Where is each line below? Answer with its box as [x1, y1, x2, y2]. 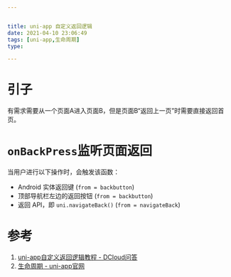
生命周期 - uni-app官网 [17, 262, 85, 271]
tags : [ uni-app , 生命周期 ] [7, 36, 80, 43]
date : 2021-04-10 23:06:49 [7, 29, 87, 36]
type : [7, 43, 23, 50]
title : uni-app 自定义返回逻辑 [7, 23, 92, 30]
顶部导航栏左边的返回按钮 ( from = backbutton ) [17, 192, 154, 200]
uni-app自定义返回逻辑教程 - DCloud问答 [17, 253, 138, 261]
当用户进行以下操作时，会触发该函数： [7, 168, 119, 176]
